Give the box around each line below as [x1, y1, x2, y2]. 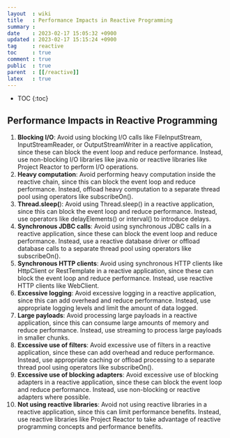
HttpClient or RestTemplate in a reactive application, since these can [17, 267, 214, 275]
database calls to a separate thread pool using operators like [17, 244, 192, 253]
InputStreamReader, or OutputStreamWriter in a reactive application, [17, 140, 213, 149]
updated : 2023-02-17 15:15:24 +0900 [7, 36, 117, 43]
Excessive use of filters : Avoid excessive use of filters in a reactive [17, 341, 211, 349]
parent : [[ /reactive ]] [7, 68, 79, 75]
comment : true [7, 56, 52, 63]
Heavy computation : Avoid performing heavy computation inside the [17, 170, 216, 179]
